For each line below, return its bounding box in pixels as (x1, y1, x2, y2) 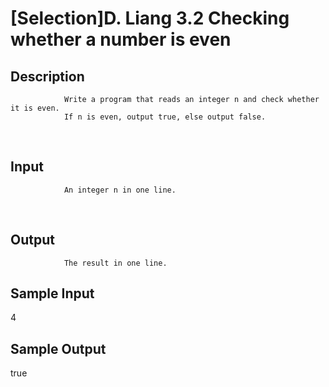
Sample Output (10, 340, 107, 357)
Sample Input (10, 285, 95, 302)
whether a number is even (10, 28, 232, 51)
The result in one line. (63, 258, 168, 268)
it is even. (10, 103, 60, 113)
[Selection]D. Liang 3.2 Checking (10, 7, 290, 30)
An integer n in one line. (63, 185, 177, 195)
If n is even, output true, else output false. (63, 112, 267, 122)
